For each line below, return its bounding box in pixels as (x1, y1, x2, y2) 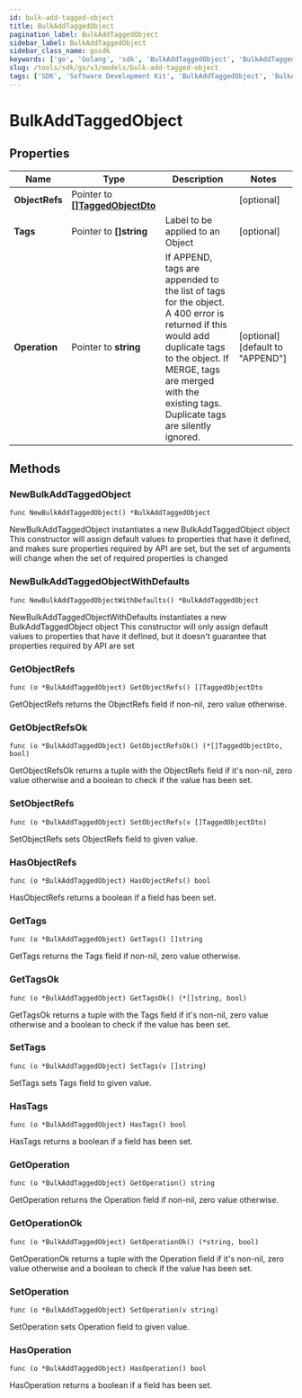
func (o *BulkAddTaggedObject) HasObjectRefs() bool (9, 876, 211, 886)
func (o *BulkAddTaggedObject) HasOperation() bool (9, 1364, 207, 1374)
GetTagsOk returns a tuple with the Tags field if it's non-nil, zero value (9, 1009, 269, 1020)
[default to (238, 341, 283, 353)
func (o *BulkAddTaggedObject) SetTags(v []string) (9, 1062, 207, 1071)
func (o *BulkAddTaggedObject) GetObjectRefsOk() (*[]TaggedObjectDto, (9, 742, 283, 751)
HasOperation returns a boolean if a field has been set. (9, 1380, 213, 1391)
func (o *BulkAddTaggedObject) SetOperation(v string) (9, 1305, 219, 1314)
